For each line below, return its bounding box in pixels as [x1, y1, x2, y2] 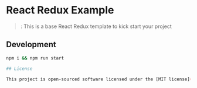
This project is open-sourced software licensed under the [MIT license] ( [6, 76, 193, 82]
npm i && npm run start [6, 55, 64, 61]
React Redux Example [6, 3, 114, 17]
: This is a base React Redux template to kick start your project [20, 23, 172, 30]
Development [6, 40, 57, 50]
